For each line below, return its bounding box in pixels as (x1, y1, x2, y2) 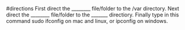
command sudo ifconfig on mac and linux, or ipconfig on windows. (6, 18, 168, 24)
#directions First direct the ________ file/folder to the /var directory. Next (6, 5, 180, 12)
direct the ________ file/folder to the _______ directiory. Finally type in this (6, 11, 179, 18)
